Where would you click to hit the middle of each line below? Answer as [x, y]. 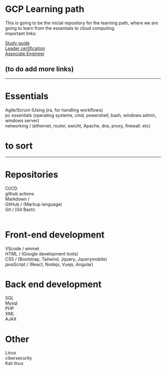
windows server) [22, 121]
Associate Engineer [25, 54]
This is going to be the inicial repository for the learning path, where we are [82, 23]
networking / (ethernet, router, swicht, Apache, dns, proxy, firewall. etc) [78, 125]
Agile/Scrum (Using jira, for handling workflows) [54, 110]
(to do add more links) [40, 69]
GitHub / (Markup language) [34, 204]
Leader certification [25, 48]
